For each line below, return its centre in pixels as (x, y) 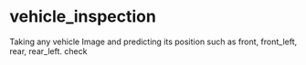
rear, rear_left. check (48, 51)
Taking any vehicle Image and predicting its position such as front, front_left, (153, 42)
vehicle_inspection (83, 17)
